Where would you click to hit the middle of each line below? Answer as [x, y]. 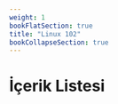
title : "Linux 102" [45, 34]
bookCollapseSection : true [59, 42]
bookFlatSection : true [51, 26]
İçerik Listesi [57, 86]
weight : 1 [28, 17]
